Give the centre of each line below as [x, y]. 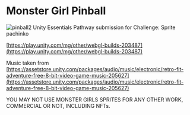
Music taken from [28, 63]
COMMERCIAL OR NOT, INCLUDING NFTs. [58, 106]
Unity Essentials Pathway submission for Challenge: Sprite [104, 27]
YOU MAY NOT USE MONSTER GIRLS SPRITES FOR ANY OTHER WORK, [95, 100]
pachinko [18, 33]
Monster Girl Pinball [56, 11]
